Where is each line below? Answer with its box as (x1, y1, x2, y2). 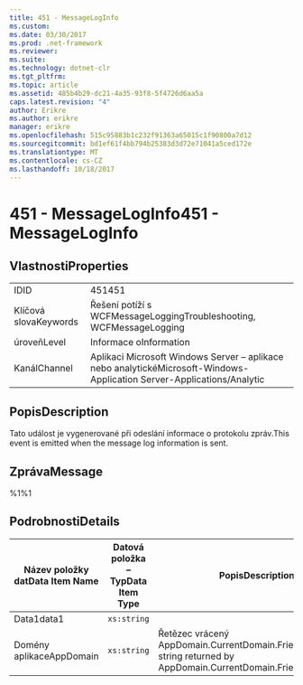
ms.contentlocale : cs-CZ (9, 155, 103, 165)
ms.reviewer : (9, 47, 59, 56)
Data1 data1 (14, 612, 65, 624)
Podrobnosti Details (9, 514, 120, 530)
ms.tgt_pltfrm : (9, 72, 67, 81)
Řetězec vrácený (158, 627, 230, 640)
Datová (112, 540, 144, 553)
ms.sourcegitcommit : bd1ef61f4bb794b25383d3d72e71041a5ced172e (9, 139, 252, 148)
